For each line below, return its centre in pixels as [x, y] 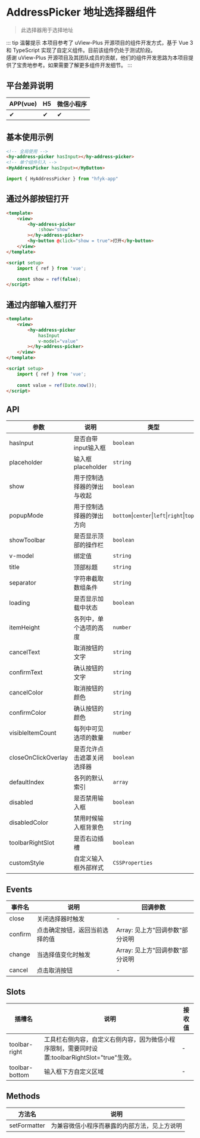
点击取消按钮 [55, 971]
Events [19, 889]
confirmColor [28, 713]
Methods [23, 1096]
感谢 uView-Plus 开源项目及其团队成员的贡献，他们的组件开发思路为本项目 [97, 57]
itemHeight [24, 628]
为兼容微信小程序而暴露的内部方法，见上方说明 [117, 1125]
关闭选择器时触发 [61, 919]
